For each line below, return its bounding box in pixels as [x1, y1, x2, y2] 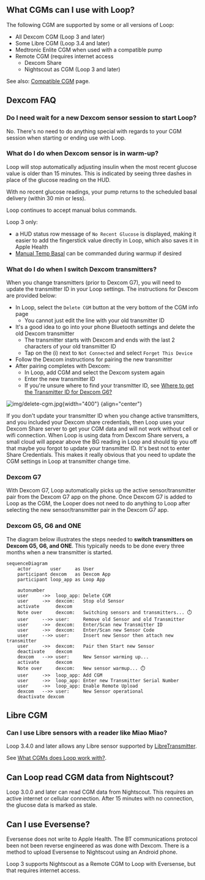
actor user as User [17, 566, 95, 572]
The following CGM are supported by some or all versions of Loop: [6, 21, 174, 28]
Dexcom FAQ [6, 95, 56, 106]
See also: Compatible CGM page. [6, 77, 91, 85]
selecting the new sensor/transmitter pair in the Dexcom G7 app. [6, 506, 170, 514]
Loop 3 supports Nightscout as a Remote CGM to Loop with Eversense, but [6, 860, 196, 867]
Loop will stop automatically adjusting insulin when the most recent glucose [6, 163, 197, 170]
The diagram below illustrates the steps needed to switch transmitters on [6, 535, 193, 543]
